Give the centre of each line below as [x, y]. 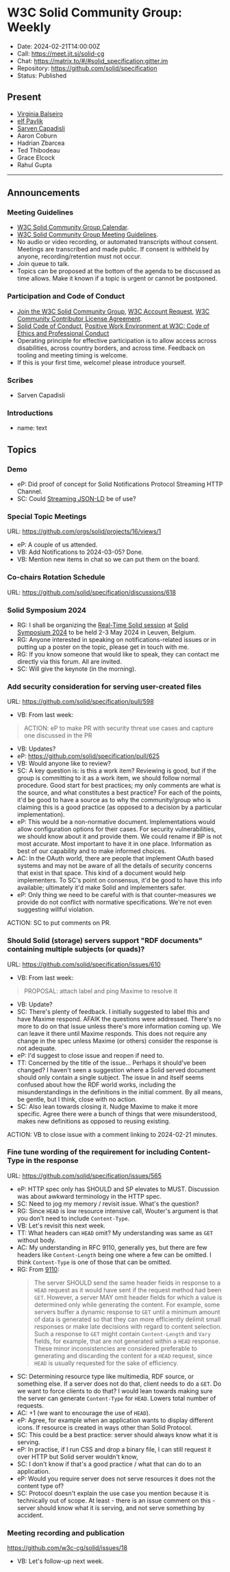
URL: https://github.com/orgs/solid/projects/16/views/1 [84, 531]
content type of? [40, 1485]
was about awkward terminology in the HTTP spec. [89, 1196]
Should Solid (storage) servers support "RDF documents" [105, 941]
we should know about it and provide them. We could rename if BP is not [119, 837]
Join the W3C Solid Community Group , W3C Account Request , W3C [113, 311]
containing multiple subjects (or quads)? [76, 949]
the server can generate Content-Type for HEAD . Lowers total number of [116, 1398]
